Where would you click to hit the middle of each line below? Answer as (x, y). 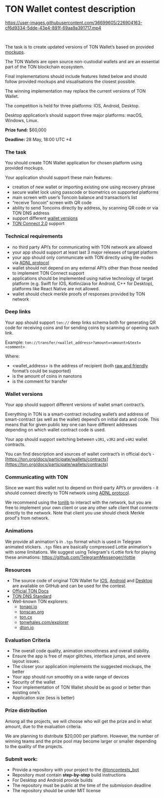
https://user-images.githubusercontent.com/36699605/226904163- (74, 23)
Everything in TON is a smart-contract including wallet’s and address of (77, 414)
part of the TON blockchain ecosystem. (45, 67)
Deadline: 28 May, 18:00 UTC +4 (38, 139)
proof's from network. (27, 518)
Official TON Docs (30, 591)
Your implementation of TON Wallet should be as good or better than (81, 687)
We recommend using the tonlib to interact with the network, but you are (78, 502)
